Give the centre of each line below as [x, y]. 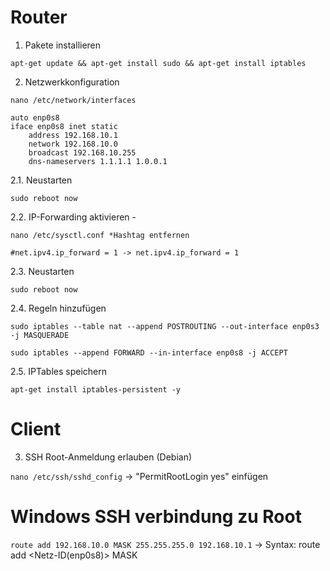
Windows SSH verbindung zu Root [156, 517]
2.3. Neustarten [42, 271]
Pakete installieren [63, 45]
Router [39, 17]
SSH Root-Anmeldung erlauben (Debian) [108, 457]
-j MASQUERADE [40, 335]
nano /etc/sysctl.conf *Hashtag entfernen [100, 235]
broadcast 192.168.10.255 [82, 152]
